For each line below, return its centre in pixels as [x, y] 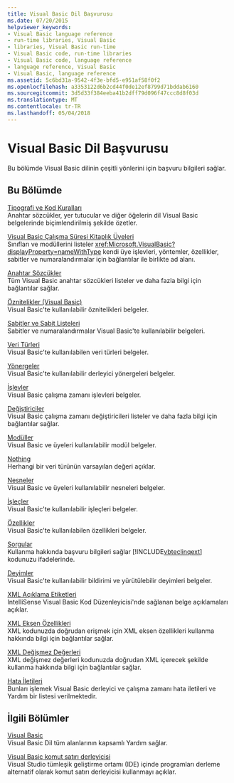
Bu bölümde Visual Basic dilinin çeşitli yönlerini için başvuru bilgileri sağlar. [117, 168]
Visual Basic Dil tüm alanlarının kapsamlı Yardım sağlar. [88, 743]
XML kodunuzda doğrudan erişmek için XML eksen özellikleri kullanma [111, 631]
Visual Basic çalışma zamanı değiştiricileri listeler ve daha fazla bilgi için [112, 416]
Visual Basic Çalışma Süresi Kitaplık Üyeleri [71, 236]
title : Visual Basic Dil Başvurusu [60, 14]
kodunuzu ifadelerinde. [41, 559]
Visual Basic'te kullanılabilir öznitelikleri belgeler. [78, 309]
